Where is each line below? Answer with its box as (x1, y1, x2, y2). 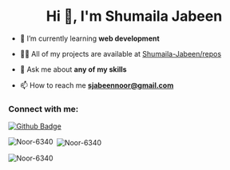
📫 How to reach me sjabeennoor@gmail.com (19, 80, 174, 90)
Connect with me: (8, 103, 79, 114)
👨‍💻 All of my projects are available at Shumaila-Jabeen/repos (19, 49, 222, 58)
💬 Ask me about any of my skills (19, 64, 127, 74)
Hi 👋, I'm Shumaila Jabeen (46, 7, 223, 26)
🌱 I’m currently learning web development (19, 34, 160, 43)
